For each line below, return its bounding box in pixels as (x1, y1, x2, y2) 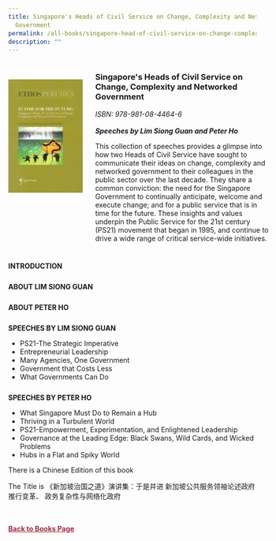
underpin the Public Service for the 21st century (95, 217, 251, 226)
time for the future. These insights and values (95, 208, 243, 218)
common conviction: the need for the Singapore (95, 183, 251, 192)
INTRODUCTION (8, 261, 63, 270)
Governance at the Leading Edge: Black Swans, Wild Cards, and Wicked (19, 434, 255, 443)
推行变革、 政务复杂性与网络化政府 (8, 491, 121, 501)
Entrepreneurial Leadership (19, 347, 109, 356)
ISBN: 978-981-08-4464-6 (95, 109, 183, 118)
